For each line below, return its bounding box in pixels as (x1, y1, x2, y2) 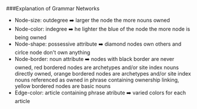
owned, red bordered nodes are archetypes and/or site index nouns (14, 64, 179, 71)
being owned (14, 34, 47, 40)
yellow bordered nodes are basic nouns (14, 83, 111, 90)
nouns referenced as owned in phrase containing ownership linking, (14, 76, 179, 83)
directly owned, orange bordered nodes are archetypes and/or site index (14, 70, 191, 77)
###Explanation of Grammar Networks (6, 5, 100, 12)
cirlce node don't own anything (14, 49, 91, 56)
